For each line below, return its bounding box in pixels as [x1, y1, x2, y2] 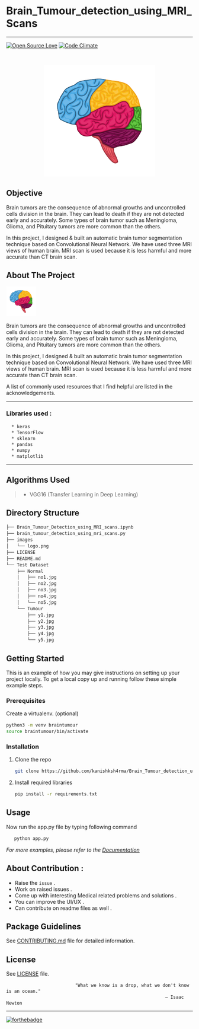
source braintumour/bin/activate [6, 728, 89, 735]
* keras [11, 423, 31, 429]
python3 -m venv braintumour [6, 722, 78, 728]
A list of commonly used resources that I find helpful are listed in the [6, 383, 173, 390]
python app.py [14, 835, 49, 842]
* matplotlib [11, 453, 44, 459]
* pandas [11, 441, 33, 447]
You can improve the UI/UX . [14, 898, 85, 905]
